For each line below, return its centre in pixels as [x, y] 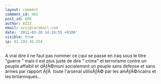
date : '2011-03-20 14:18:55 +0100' [41, 32]
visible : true [20, 37]
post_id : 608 [18, 19]
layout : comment [22, 10]
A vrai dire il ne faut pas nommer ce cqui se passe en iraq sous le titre [76, 56]
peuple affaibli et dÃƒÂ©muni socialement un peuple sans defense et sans [80, 66]
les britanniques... [23, 76]
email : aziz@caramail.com [31, 28]
